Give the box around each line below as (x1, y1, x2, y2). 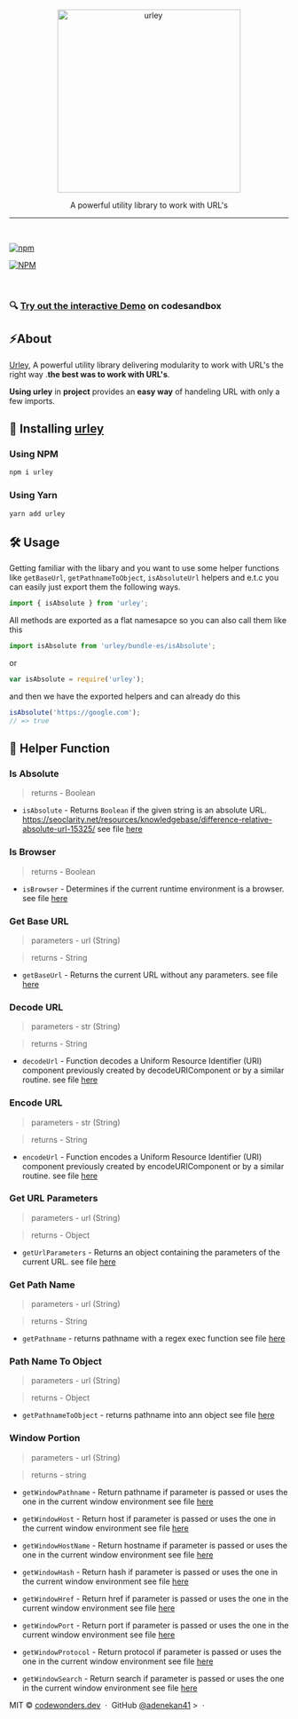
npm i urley (9, 468, 53, 477)
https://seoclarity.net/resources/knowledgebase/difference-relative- (21, 814, 273, 825)
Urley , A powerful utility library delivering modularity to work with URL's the (9, 360, 284, 370)
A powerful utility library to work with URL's (69, 200, 229, 210)
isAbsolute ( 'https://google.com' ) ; (9, 708, 141, 717)
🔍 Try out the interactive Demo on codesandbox (9, 299, 222, 312)
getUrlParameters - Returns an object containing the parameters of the (21, 1247, 281, 1257)
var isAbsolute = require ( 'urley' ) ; (9, 675, 145, 684)
